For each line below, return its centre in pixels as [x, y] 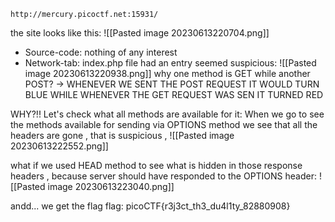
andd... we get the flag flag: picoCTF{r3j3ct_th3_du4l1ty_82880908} [150, 206]
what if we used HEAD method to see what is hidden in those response [156, 165]
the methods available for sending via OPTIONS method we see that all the [164, 124]
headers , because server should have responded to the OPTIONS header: [164, 176]
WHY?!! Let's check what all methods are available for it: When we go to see [167, 114]
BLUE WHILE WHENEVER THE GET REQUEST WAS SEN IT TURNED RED [174, 94]
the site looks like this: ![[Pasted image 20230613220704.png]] [140, 33]
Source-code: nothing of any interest [101, 52]
